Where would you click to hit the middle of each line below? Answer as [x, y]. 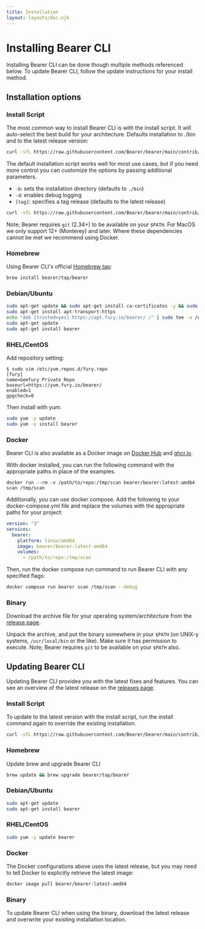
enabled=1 [19, 391]
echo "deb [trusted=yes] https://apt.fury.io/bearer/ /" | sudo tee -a [99, 318]
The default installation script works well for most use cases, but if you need [102, 164]
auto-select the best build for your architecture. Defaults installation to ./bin [101, 135]
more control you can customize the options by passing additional [89, 170]
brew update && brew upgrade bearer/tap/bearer [68, 775]
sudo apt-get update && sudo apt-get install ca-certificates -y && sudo [102, 306]
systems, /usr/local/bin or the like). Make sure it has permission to [92, 641]
